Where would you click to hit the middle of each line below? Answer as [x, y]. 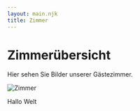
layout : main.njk [33, 14]
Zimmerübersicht [59, 55]
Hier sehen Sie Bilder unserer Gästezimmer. [70, 74]
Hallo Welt [22, 102]
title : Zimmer [28, 20]
